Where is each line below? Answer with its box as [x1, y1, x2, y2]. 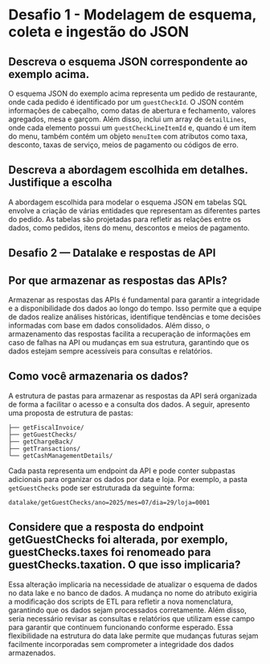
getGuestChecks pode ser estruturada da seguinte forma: [8, 483, 195, 493]
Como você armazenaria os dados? [8, 369, 189, 383]
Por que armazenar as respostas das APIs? [8, 274, 227, 287]
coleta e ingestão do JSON [8, 23, 190, 41]
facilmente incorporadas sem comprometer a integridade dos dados [8, 639, 235, 649]
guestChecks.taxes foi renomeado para [8, 546, 211, 559]
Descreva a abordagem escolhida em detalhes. [8, 163, 248, 177]
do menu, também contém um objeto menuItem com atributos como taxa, [8, 131, 247, 141]
